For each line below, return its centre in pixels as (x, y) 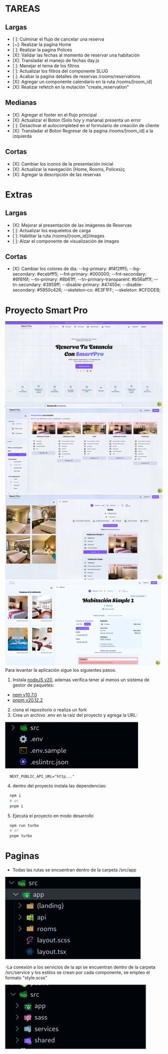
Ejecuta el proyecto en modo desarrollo (53, 815)
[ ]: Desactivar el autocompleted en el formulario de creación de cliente (86, 125)
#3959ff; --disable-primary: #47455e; (82, 285)
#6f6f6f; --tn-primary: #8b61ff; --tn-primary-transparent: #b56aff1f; (82, 279)
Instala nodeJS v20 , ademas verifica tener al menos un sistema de (81, 680)
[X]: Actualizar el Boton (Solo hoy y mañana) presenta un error (77, 120)
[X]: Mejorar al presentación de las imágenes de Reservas (72, 225)
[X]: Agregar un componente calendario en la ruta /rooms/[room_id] (82, 82)
